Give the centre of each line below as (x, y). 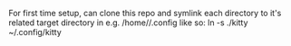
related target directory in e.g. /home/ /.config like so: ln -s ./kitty (128, 23)
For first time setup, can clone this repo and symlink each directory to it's (145, 13)
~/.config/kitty (35, 32)
